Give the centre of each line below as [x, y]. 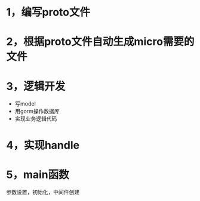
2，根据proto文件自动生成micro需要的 [100, 42]
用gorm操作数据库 [37, 112]
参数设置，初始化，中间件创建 [43, 192]
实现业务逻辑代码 [36, 119]
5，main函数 [38, 174]
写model [25, 104]
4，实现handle [43, 145]
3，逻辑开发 [36, 86]
